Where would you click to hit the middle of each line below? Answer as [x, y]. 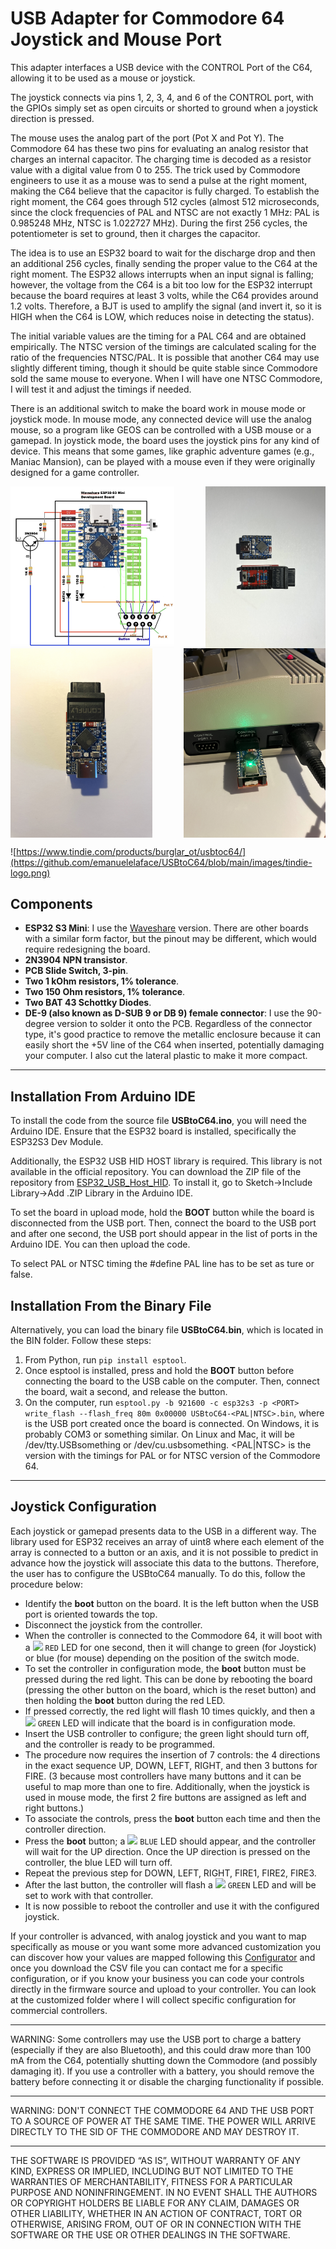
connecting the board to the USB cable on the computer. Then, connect [172, 1381]
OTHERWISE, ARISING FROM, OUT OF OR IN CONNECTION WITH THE [156, 2224]
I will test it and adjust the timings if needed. [101, 389]
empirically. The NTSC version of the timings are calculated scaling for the [163, 346]
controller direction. [65, 1829]
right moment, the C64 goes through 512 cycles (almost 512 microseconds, [165, 201]
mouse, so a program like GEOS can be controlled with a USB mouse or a [161, 429]
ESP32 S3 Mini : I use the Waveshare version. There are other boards [166, 928]
